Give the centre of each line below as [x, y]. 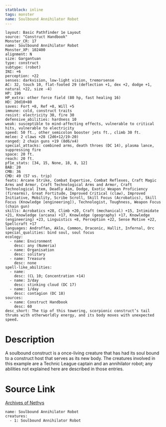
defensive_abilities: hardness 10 [41, 120]
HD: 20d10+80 [19, 102]
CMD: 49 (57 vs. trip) [29, 176]
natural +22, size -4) [29, 89]
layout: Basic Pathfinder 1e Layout [43, 33]
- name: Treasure [28, 259]
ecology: [14, 237]
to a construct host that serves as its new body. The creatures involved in [80, 358]
